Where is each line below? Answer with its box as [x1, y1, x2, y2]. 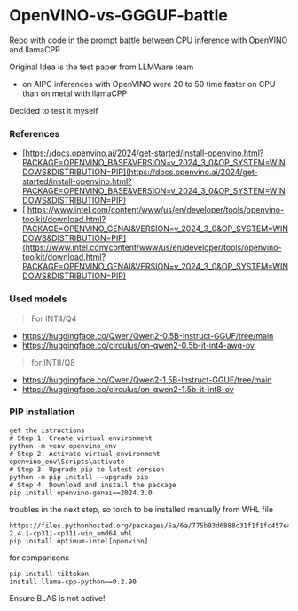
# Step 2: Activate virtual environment [9, 449, 161, 458]
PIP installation [9, 406, 75, 418]
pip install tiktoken [9, 569, 90, 578]
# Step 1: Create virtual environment [9, 433, 153, 443]
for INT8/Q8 [30, 357, 75, 367]
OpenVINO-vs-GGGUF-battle [9, 5, 229, 26]
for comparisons [9, 552, 69, 563]
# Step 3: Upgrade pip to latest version [9, 464, 165, 474]
